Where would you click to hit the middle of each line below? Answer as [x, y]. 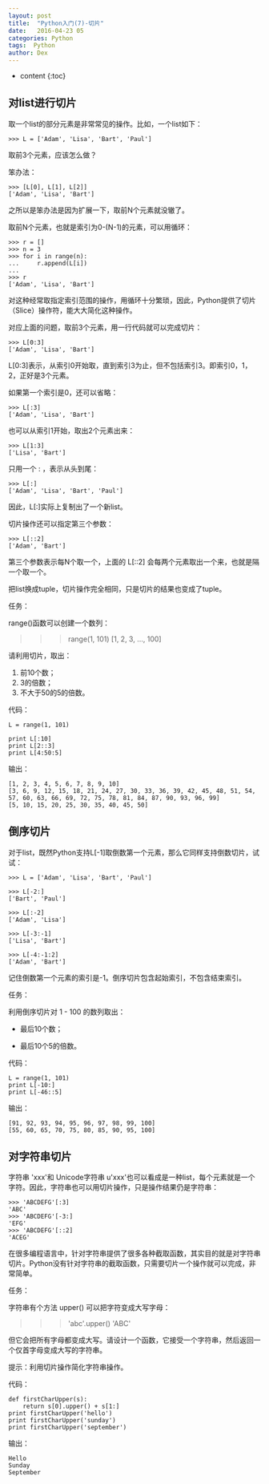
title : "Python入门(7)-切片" [56, 23]
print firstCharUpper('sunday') [62, 1421]
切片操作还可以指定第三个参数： [61, 524]
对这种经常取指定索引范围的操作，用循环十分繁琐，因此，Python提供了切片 [132, 300]
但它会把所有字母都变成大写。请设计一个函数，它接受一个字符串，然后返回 [131, 1340]
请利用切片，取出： [40, 655]
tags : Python [32, 46]
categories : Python [41, 38]
